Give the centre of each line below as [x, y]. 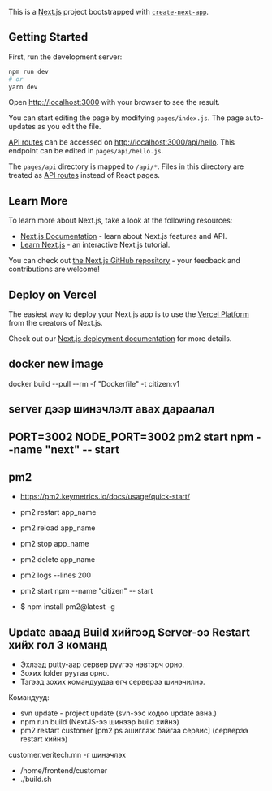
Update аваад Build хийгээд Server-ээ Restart [129, 632]
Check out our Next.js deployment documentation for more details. [120, 339]
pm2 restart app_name [58, 512]
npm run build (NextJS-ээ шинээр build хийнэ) [100, 722]
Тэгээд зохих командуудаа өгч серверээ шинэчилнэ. [112, 682]
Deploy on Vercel [53, 294]
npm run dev [28, 71]
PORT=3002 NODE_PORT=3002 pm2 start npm [131, 437]
